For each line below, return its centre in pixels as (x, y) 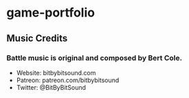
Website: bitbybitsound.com (56, 72)
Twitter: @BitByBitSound (51, 87)
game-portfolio (51, 13)
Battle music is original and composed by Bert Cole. (94, 58)
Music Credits (37, 38)
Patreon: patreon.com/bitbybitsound (68, 80)
